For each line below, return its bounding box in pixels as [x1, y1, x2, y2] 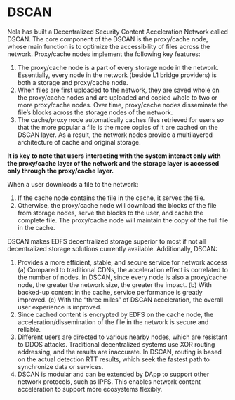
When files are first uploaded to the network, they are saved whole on [17, 86, 220, 94]
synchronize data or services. [17, 362, 104, 371]
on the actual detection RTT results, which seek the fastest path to [17, 355, 210, 364]
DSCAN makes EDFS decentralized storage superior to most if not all [7, 236, 206, 246]
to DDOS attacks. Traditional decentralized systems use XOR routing [17, 340, 215, 348]
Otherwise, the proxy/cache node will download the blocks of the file [17, 201, 217, 209]
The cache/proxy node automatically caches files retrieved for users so [17, 115, 224, 124]
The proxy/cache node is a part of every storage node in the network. [17, 63, 219, 72]
